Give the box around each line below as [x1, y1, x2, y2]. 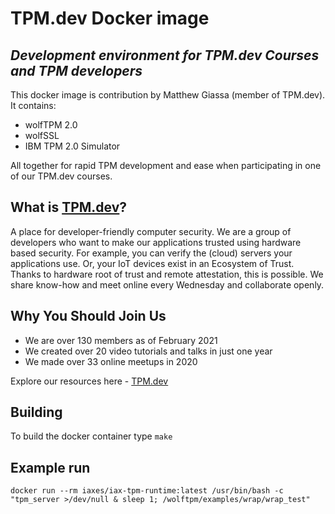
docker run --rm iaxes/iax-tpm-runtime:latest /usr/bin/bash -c [10, 486, 284, 496]
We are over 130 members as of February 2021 [24, 334, 218, 346]
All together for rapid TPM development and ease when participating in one [10, 160, 322, 171]
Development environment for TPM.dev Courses [10, 47, 320, 64]
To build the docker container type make [10, 430, 173, 442]
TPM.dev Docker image [10, 7, 210, 30]
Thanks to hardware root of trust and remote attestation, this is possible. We [10, 268, 324, 280]
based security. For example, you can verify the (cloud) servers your [10, 247, 293, 259]
